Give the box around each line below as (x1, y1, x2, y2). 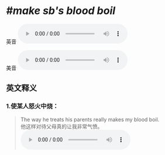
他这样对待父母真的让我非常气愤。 (20, 123, 103, 130)
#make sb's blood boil (6, 4, 116, 18)
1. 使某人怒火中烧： (6, 102, 59, 111)
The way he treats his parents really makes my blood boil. (20, 116, 160, 123)
